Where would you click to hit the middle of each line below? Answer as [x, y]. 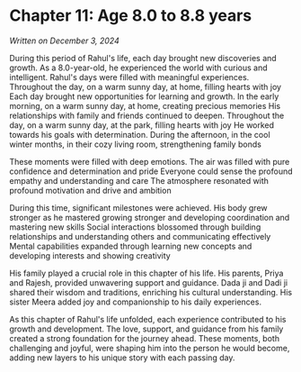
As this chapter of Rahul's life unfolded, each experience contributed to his [148, 319]
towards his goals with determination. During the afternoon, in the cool [140, 134]
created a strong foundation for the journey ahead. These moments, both [145, 338]
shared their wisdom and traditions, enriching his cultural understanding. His [151, 292]
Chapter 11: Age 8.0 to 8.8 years [131, 16]
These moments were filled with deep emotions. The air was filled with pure [150, 161]
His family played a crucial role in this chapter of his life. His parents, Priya [146, 273]
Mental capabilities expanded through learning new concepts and [131, 246]
